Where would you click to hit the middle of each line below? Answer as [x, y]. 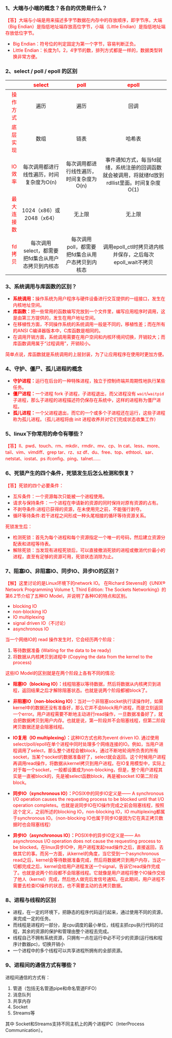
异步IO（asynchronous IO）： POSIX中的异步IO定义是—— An [77, 835]
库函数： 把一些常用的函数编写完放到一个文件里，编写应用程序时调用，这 [89, 311]
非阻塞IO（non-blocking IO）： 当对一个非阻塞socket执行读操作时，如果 [88, 701]
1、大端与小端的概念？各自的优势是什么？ [56, 8]
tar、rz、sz [70, 452]
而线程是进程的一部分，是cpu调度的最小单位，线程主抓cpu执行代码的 [86, 925]
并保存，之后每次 [134, 255]
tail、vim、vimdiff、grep [31, 452]
